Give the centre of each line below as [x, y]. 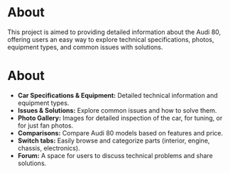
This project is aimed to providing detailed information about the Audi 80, [114, 32]
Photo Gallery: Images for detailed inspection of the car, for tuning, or [120, 118]
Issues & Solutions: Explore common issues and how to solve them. [117, 110]
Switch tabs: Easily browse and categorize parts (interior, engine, [114, 140]
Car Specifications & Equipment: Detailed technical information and [117, 95]
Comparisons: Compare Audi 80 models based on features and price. [120, 133]
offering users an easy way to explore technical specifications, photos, [111, 39]
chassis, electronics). [49, 148]
